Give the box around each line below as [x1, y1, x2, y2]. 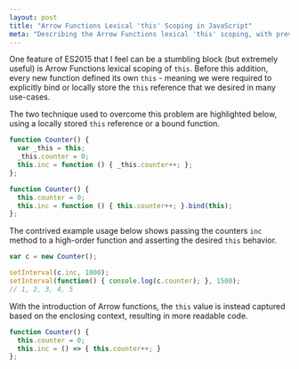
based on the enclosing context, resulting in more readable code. [9, 310, 248, 321]
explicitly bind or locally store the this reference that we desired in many [9, 82, 276, 93]
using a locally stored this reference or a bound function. [9, 118, 221, 129]
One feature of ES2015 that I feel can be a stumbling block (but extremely [9, 54, 279, 65]
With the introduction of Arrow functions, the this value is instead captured [9, 301, 287, 311]
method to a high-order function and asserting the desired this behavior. [9, 235, 278, 245]
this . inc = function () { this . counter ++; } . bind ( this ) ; [17, 201, 233, 210]
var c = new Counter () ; [9, 253, 98, 261]
